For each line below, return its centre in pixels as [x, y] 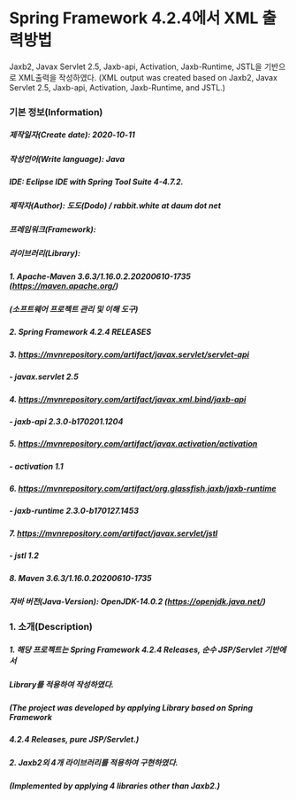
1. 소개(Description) [51, 627]
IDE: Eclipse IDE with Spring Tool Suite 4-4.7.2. [96, 182]
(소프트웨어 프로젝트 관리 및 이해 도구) [74, 309]
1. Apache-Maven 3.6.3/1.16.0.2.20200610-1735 [100, 276]
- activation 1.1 [36, 466]
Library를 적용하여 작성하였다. [62, 685]
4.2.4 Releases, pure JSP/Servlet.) [74, 740]
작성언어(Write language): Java [67, 159]
